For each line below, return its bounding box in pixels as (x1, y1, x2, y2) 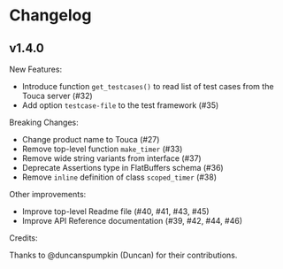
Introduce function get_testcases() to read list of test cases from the (21, 81, 274, 91)
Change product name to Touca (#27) (21, 134, 160, 144)
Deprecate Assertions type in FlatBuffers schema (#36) (21, 163, 224, 173)
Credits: (9, 233, 38, 243)
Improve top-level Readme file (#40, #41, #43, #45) (21, 206, 210, 217)
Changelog (9, 5, 92, 26)
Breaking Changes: (9, 117, 80, 127)
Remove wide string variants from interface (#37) (21, 153, 202, 164)
